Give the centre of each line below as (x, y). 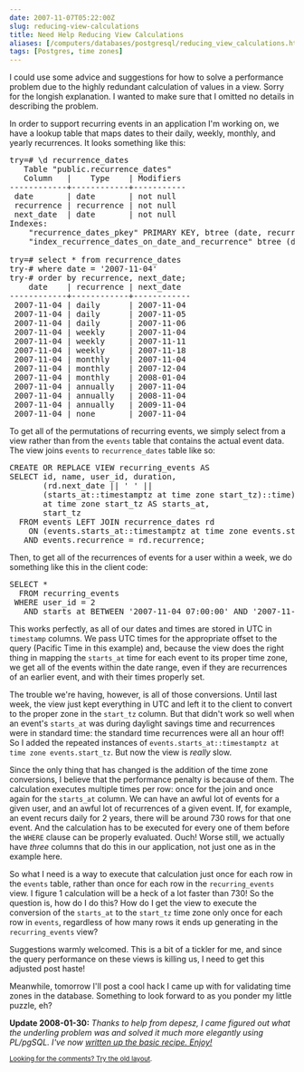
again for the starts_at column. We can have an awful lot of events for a (145, 799)
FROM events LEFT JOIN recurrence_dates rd (117, 522)
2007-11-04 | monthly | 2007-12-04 (100, 369)
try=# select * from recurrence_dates (95, 260)
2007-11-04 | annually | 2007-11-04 (100, 387)
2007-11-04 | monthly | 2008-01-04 (100, 378)
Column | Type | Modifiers (103, 179)
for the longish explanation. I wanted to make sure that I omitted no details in (152, 97)
